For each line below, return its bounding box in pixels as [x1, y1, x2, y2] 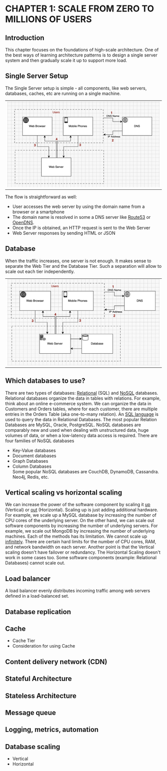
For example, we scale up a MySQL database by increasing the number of [5, 512, 157, 518]
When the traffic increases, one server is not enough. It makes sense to [5, 258, 152, 264]
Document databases [12, 453, 57, 459]
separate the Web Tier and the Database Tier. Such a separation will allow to [5, 263, 162, 269]
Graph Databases [12, 458, 49, 464]
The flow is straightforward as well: [5, 193, 77, 200]
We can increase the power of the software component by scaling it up [5, 502, 151, 508]
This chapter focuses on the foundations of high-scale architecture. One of [5, 47, 159, 52]
